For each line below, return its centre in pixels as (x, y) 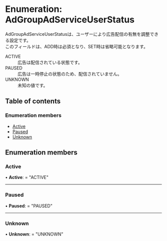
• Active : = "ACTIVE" (27, 177)
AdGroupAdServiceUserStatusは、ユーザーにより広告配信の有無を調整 (78, 34)
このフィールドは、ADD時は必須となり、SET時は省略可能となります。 (77, 46)
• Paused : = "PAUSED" (29, 206)
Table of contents (33, 101)
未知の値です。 (33, 85)
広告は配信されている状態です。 (50, 62)
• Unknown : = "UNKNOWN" (34, 234)
